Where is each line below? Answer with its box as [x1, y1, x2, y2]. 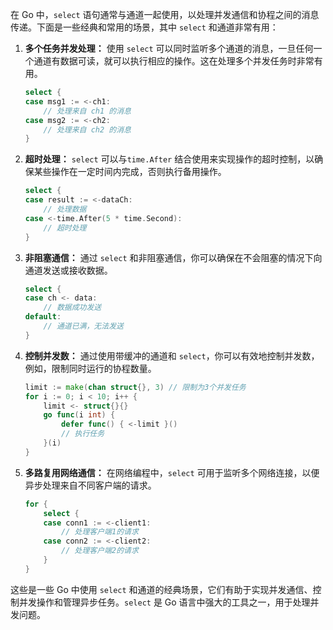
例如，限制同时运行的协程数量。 [24, 362, 157, 374]
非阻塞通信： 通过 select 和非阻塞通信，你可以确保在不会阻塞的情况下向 [24, 251, 323, 263]
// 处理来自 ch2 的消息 [43, 124, 132, 135]
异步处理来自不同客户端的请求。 [24, 479, 157, 491]
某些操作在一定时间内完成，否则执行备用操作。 [33, 166, 227, 178]
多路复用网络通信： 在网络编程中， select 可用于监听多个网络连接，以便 [24, 466, 320, 478]
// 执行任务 [61, 429, 105, 439]
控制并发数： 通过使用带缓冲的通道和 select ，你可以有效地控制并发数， [24, 349, 320, 362]
